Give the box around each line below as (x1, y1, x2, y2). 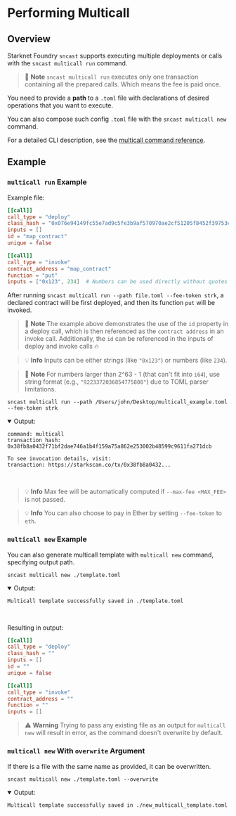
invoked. (7, 306, 32, 314)
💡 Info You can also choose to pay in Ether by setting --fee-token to (24, 509, 223, 517)
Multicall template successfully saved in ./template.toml (7, 597, 184, 604)
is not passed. (24, 496, 65, 504)
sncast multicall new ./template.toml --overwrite (7, 775, 159, 783)
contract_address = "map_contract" (7, 265, 112, 272)
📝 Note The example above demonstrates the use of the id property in (24, 320, 229, 328)
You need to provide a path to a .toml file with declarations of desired (7, 93, 209, 102)
